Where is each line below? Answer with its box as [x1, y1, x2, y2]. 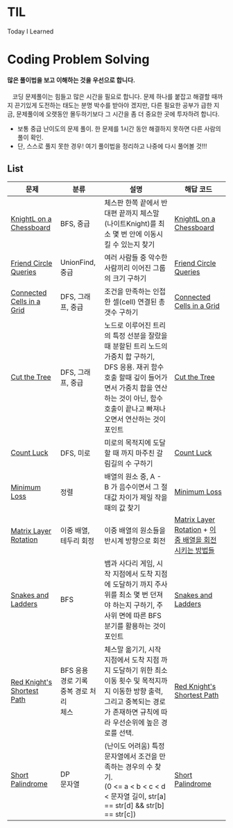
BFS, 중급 [60, 219, 90, 229]
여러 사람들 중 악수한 [104, 253, 168, 263]
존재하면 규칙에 [112, 707, 159, 717]
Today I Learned [7, 27, 54, 35]
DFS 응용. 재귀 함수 [104, 362, 164, 372]
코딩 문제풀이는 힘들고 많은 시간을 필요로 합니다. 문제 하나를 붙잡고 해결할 [12, 92, 210, 101]
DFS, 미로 [60, 448, 91, 458]
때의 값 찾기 [104, 503, 141, 513]
